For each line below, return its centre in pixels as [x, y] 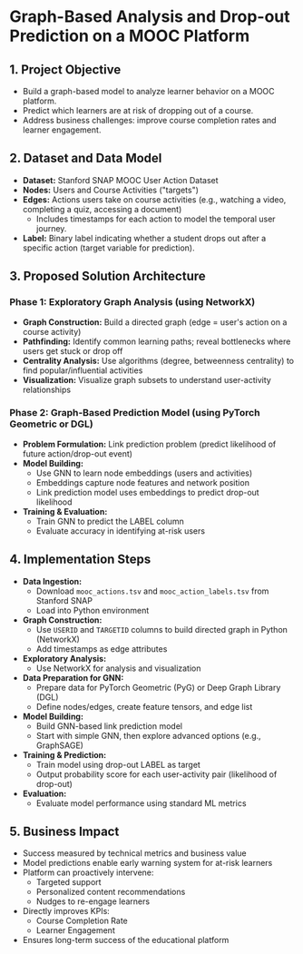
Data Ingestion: [52, 581]
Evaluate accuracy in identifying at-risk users [121, 531]
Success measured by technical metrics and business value [134, 853]
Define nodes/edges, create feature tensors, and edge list [144, 706]
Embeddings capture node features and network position [142, 482]
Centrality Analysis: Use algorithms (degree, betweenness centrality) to [158, 360]
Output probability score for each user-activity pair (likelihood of [156, 774]
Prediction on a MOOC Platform [130, 36]
